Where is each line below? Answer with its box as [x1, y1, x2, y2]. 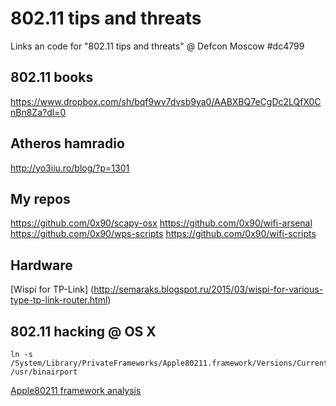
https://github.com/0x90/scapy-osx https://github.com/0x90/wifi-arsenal [10, 217, 313, 229]
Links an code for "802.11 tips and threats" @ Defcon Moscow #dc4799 [10, 40, 305, 52]
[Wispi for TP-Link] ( [10, 283, 95, 296]
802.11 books [10, 69, 94, 86]
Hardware [10, 257, 73, 274]
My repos [10, 190, 71, 207]
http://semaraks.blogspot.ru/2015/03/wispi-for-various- [93, 283, 324, 296]
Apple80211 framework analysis [10, 385, 142, 396]
